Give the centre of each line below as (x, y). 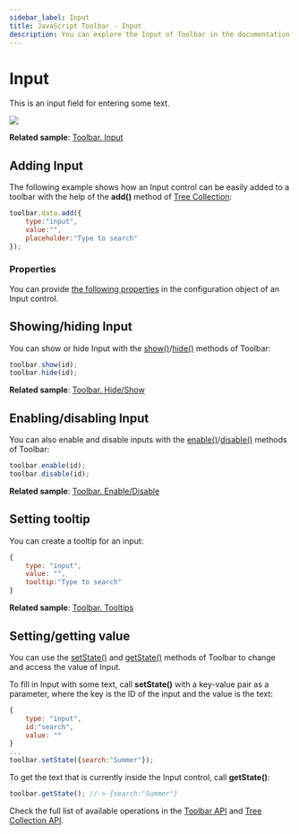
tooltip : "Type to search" (74, 582)
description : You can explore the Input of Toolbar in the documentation (150, 34)
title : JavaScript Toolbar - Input (76, 26)
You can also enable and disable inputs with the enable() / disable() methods (149, 440)
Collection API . (37, 820)
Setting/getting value (70, 636)
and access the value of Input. (65, 666)
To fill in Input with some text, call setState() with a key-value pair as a (139, 684)
